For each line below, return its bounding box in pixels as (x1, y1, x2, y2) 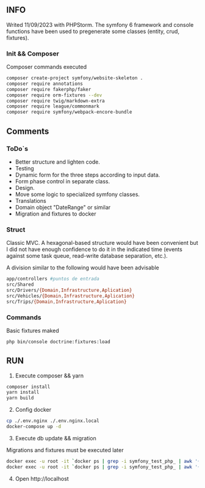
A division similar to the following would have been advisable (6, 264, 160, 271)
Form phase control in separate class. (15, 177, 110, 185)
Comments (6, 126, 49, 136)
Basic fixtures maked (6, 327, 59, 334)
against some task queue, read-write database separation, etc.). (6, 252, 168, 260)
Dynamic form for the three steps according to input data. (15, 171, 160, 178)
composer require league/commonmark (6, 103, 99, 109)
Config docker (15, 406, 52, 413)
